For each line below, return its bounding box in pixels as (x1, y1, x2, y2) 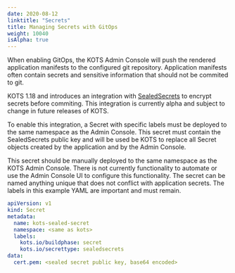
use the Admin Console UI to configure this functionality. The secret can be (7, 172, 226, 180)
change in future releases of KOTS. (7, 107, 109, 115)
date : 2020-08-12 (7, 10, 58, 18)
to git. (7, 78, 25, 87)
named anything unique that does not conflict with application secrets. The (7, 179, 225, 187)
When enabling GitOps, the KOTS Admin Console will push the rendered (7, 56, 216, 64)
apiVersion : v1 (7, 200, 52, 208)
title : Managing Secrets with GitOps (7, 23, 118, 30)
